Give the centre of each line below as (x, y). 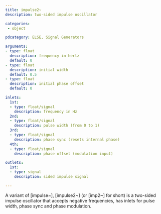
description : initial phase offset (47, 84)
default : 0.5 (23, 74)
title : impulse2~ (23, 10)
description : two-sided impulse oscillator (51, 15)
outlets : (14, 163)
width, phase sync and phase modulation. (48, 206)
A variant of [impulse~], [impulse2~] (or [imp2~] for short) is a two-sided (81, 195)
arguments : (17, 46)
